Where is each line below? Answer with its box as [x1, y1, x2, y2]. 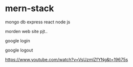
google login [5, 37, 30, 44]
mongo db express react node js [5, 19, 70, 25]
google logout [5, 47, 33, 53]
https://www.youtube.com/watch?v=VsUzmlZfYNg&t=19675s [5, 56, 128, 62]
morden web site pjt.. [5, 28, 48, 34]
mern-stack [5, 3, 54, 14]
